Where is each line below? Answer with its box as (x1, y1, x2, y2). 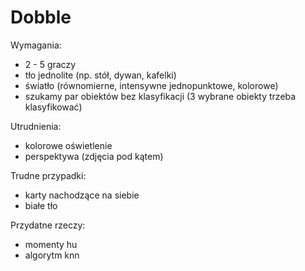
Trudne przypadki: (10, 169, 87, 181)
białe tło (24, 199, 58, 211)
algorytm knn (24, 249, 80, 261)
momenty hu (24, 238, 78, 250)
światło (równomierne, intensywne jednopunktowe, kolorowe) (24, 79, 279, 91)
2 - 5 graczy (24, 58, 77, 70)
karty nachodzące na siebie (24, 189, 140, 201)
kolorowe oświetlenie (24, 139, 113, 151)
